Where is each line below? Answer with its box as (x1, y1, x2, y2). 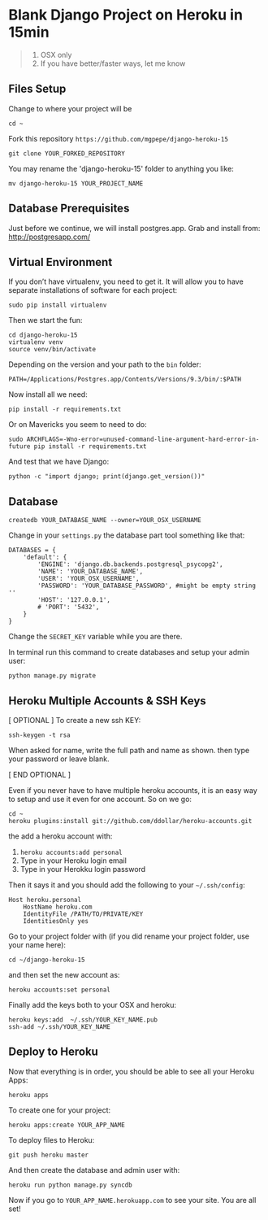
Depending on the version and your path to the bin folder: (8, 359, 201, 369)
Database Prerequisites (8, 202, 130, 216)
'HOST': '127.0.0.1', (37, 596, 111, 604)
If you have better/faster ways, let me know (40, 59, 186, 68)
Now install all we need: (8, 390, 88, 399)
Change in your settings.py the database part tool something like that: (8, 530, 245, 540)
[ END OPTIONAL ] (8, 770, 71, 779)
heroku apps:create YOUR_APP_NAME (8, 1121, 126, 1129)
